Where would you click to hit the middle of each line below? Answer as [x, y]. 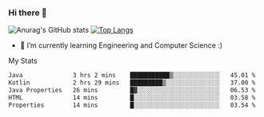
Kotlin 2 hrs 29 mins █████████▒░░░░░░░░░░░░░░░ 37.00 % [132, 83]
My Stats [23, 61]
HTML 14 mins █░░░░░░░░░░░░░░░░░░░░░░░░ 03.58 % [132, 97]
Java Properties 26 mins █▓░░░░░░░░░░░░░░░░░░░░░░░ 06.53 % [132, 91]
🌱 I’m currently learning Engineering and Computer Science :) [121, 45]
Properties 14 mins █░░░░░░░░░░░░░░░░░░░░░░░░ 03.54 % [132, 105]
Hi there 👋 [28, 13]
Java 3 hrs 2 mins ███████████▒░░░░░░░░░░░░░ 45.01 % [132, 76]
